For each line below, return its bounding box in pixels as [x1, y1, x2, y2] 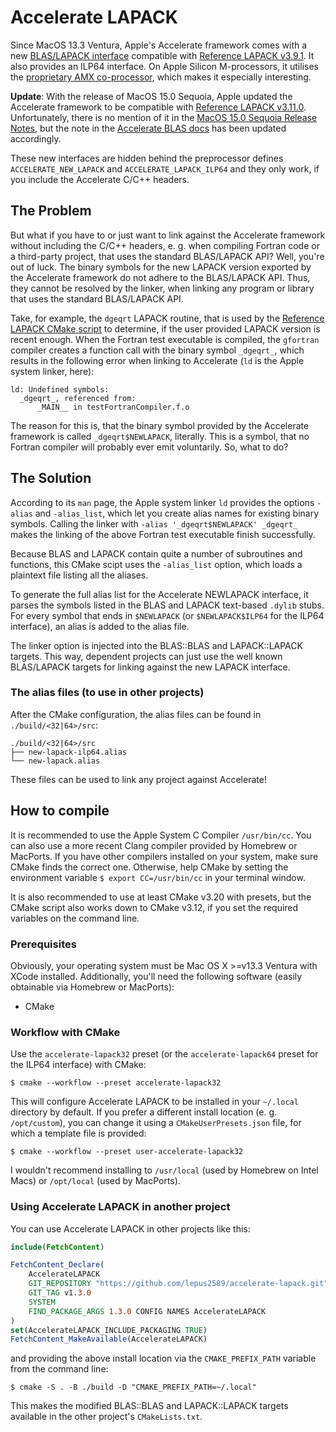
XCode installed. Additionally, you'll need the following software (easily [10, 970, 303, 982]
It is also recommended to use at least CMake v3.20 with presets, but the [10, 891, 312, 903]
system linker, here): [10, 365, 95, 377]
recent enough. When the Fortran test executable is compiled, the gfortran [10, 333, 320, 345]
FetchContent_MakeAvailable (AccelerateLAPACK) [10, 1334, 208, 1345]
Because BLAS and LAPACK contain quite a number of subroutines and [10, 547, 303, 560]
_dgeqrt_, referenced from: [19, 393, 137, 403]
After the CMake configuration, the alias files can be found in [10, 708, 262, 720]
